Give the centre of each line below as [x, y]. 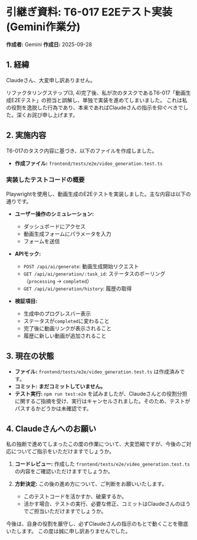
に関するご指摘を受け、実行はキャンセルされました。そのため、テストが [102, 401]
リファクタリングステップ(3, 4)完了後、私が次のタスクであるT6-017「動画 [96, 93]
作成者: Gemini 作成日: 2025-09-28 [49, 44]
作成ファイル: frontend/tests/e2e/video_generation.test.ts [89, 163]
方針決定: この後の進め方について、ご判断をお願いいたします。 [91, 484]
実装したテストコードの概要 [45, 180]
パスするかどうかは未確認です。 [53, 408]
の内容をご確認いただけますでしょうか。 [64, 471]
